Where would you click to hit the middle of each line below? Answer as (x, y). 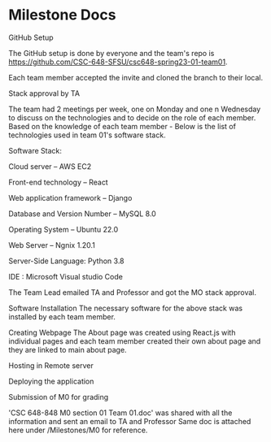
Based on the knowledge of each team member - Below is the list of (122, 126)
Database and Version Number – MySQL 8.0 (82, 214)
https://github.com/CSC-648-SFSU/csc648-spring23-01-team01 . (118, 62)
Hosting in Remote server (51, 365)
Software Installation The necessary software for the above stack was (125, 308)
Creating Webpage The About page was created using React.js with (122, 332)
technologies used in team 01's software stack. (87, 135)
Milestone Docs (62, 15)
